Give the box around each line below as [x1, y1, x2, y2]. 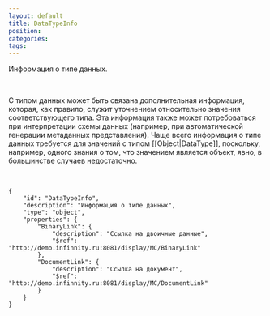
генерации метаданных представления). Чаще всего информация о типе [8, 130, 262, 140]
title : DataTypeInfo [8, 19, 79, 28]
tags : [8, 42, 27, 50]
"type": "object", [23, 208, 85, 217]
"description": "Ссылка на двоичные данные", [51, 230, 208, 238]
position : [8, 27, 42, 35]
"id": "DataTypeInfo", [23, 194, 100, 203]
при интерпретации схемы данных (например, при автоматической [8, 122, 243, 131]
